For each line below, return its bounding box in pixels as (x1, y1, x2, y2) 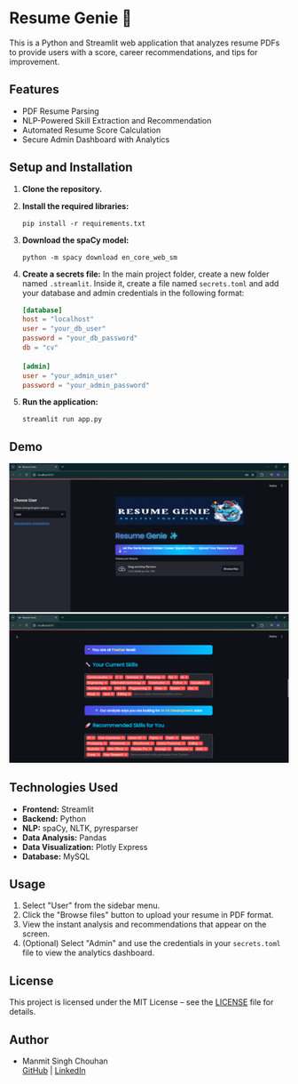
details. (9, 1007, 36, 1017)
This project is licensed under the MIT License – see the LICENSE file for (9, 997, 274, 1008)
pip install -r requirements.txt (21, 219, 146, 228)
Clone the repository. (21, 183, 103, 194)
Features (9, 82, 59, 97)
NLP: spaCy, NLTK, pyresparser (21, 823, 139, 833)
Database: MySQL (21, 851, 90, 862)
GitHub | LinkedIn (21, 1065, 86, 1075)
